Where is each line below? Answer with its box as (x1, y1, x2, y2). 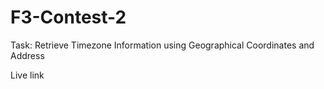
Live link (10, 69, 45, 81)
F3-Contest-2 (10, 6, 127, 29)
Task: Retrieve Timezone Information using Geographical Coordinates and (10, 39, 315, 51)
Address (10, 49, 45, 61)
